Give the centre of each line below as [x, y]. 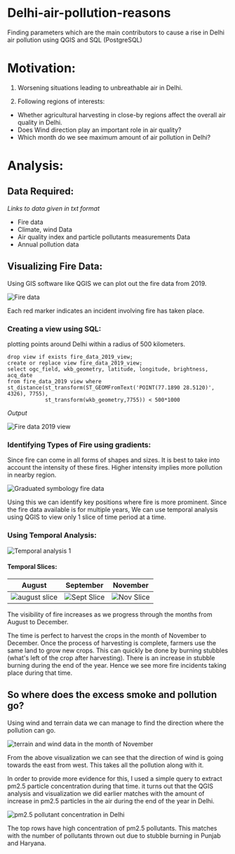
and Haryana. [27, 843]
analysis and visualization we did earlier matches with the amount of [106, 793]
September [85, 585]
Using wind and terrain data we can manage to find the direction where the [116, 723]
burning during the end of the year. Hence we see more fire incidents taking [117, 665]
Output [18, 413]
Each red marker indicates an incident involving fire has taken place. [106, 310]
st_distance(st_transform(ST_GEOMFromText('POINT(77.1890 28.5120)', [111, 388]
